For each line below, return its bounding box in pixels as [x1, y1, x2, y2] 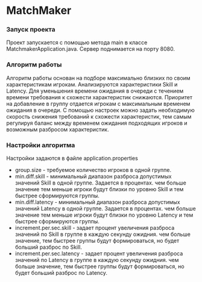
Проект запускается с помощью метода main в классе [6, 39, 148, 46]
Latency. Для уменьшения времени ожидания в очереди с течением [6, 87, 184, 94]
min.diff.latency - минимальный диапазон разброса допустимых [14, 198, 180, 206]
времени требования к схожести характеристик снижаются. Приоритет [6, 93, 193, 100]
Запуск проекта [6, 25, 55, 34]
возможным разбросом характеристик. [6, 125, 110, 133]
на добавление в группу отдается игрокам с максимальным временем [6, 100, 191, 107]
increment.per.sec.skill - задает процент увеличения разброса [14, 225, 175, 232]
